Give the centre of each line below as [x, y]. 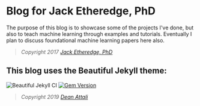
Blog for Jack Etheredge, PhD [81, 11]
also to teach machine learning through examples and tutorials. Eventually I [99, 34]
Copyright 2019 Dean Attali [54, 96]
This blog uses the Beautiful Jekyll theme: [86, 71]
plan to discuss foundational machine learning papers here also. [86, 40]
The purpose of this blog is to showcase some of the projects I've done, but [100, 28]
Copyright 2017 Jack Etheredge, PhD [67, 52]
